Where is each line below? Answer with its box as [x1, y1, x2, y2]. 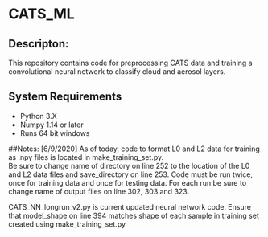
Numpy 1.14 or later [19, 120, 84, 129]
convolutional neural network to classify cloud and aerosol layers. [8, 67, 226, 76]
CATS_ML [8, 5, 75, 23]
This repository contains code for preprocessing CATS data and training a [8, 58, 253, 67]
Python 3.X [19, 111, 58, 121]
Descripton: [8, 37, 69, 51]
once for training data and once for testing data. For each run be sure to [8, 178, 247, 187]
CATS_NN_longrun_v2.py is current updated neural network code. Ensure [8, 202, 252, 211]
